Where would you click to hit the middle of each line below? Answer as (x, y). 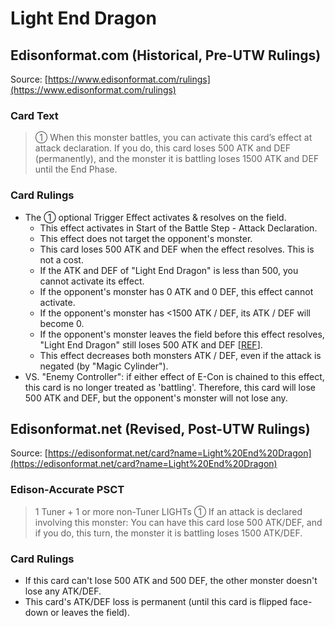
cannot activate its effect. (92, 281)
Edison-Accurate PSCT (67, 490)
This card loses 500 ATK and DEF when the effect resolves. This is (177, 249)
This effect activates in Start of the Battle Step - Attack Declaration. (178, 228)
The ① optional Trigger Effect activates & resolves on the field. (155, 217)
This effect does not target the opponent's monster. (146, 238)
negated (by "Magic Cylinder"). (104, 366)
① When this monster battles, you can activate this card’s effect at (173, 138)
